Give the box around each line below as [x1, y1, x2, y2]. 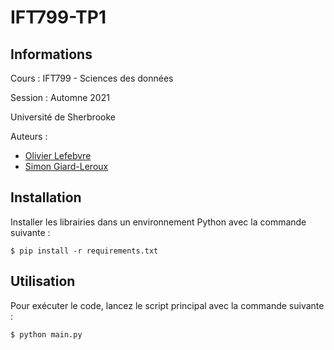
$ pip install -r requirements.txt [10, 246, 159, 256]
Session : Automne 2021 [10, 92, 110, 103]
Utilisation [10, 273, 76, 290]
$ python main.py [10, 329, 83, 340]
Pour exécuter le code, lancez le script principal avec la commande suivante [10, 299, 325, 311]
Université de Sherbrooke [10, 111, 116, 123]
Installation [10, 189, 82, 206]
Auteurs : [10, 131, 48, 142]
